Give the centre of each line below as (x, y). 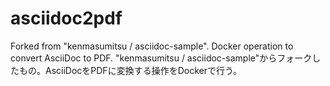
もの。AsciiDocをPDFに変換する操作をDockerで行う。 (130, 70)
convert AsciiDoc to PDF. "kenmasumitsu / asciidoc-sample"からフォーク (161, 58)
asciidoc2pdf (66, 18)
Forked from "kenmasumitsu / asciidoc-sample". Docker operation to (152, 46)
